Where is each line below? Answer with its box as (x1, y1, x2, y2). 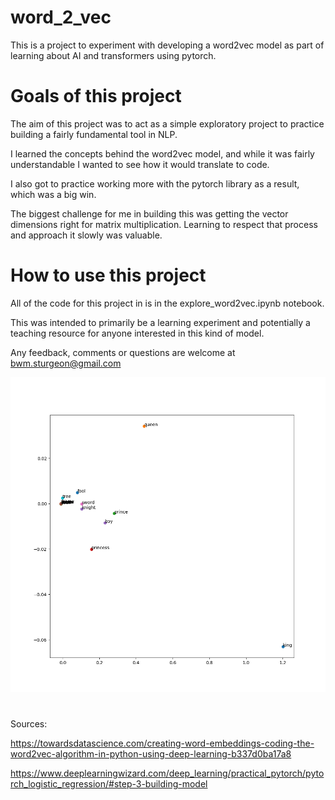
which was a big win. (10, 188, 97, 200)
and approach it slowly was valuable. (10, 229, 163, 241)
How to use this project (10, 264, 207, 287)
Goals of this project (10, 85, 182, 108)
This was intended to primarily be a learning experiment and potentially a (10, 316, 311, 328)
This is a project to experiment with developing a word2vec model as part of (10, 39, 325, 51)
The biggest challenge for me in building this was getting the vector (10, 207, 289, 220)
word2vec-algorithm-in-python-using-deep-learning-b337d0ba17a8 (10, 748, 292, 760)
